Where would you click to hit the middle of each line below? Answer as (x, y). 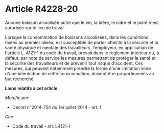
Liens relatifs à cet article (31, 88)
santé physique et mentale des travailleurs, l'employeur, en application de (79, 47)
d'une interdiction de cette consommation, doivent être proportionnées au (80, 73)
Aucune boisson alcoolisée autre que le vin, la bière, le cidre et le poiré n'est (82, 22)
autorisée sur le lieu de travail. (35, 27)
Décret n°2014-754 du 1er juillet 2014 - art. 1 (57, 107)
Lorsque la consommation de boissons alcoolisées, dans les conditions (77, 37)
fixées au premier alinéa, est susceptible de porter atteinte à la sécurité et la (82, 42)
